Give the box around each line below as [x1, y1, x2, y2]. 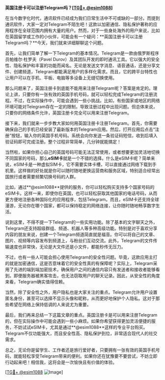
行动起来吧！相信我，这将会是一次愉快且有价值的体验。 [5, 359, 117, 365]
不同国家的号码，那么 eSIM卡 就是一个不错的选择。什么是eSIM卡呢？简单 [5, 155, 151, 161]
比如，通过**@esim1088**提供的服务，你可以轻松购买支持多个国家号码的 [5, 184, 155, 190]
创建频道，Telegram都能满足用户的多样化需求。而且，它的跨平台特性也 [13, 69, 158, 74]
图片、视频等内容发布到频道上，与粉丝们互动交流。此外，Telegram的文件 [5, 238, 153, 243]
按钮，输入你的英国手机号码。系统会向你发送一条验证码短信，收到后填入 [11, 133, 158, 138]
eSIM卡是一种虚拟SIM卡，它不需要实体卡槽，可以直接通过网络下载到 [13, 162, 152, 167]
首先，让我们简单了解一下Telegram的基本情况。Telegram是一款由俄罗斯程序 [5, 50, 160, 56]
